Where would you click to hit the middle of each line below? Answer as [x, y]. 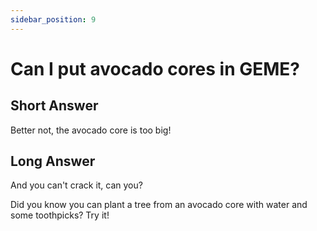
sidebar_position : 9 [53, 19]
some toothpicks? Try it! [60, 215]
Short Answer [54, 106]
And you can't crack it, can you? [76, 185]
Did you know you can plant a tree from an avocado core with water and [159, 205]
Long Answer [53, 161]
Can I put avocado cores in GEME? [155, 68]
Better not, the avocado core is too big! [91, 130]
